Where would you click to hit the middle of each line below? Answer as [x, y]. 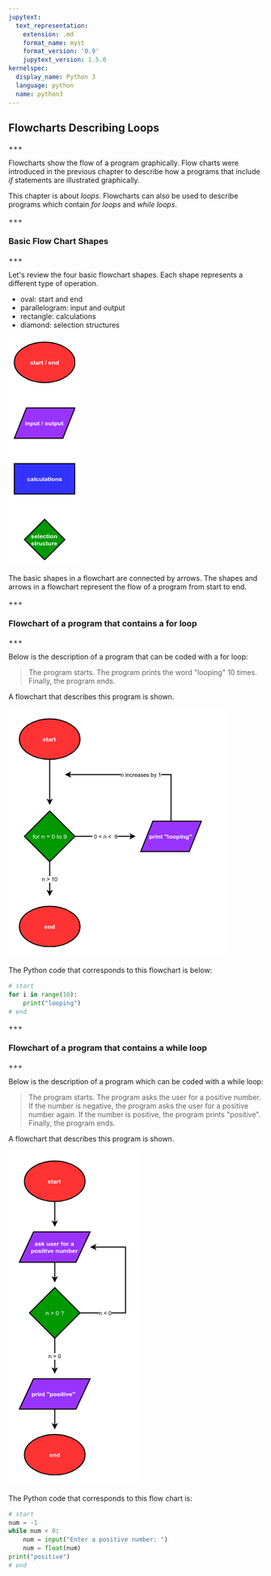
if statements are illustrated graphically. [74, 180]
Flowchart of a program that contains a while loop [108, 1048]
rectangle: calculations [58, 316]
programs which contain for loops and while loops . [93, 205]
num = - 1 [23, 1523]
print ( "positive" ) [39, 1557]
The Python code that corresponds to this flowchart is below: [110, 970]
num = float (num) [52, 1548]
